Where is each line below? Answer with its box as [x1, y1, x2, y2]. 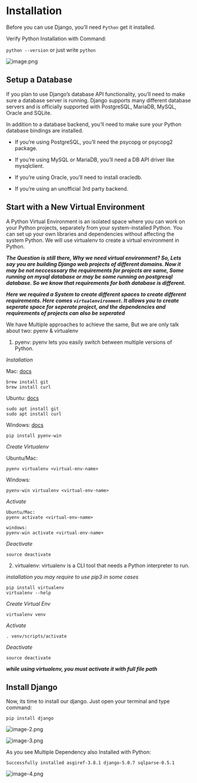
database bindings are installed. [6, 127, 84, 134]
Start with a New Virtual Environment [6, 202, 145, 213]
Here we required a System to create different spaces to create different [6, 290, 186, 298]
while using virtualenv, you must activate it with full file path [6, 665, 158, 672]
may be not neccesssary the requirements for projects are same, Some [6, 267, 184, 274]
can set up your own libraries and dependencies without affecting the [6, 230, 175, 237]
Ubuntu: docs [6, 394, 39, 402]
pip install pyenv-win [6, 433, 62, 439]
